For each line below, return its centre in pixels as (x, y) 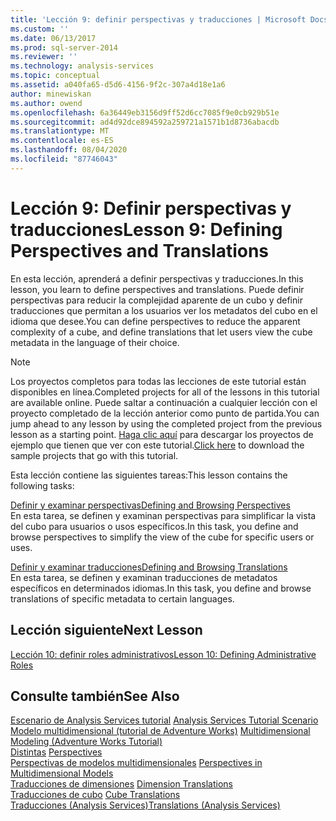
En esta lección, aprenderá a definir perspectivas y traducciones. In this (157, 278)
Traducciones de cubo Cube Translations (95, 795)
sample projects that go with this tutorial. (94, 455)
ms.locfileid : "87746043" (64, 159)
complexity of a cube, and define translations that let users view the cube (161, 332)
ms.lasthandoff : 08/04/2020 (69, 150)
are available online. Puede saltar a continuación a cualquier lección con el (164, 402)
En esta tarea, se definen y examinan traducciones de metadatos (144, 577)
